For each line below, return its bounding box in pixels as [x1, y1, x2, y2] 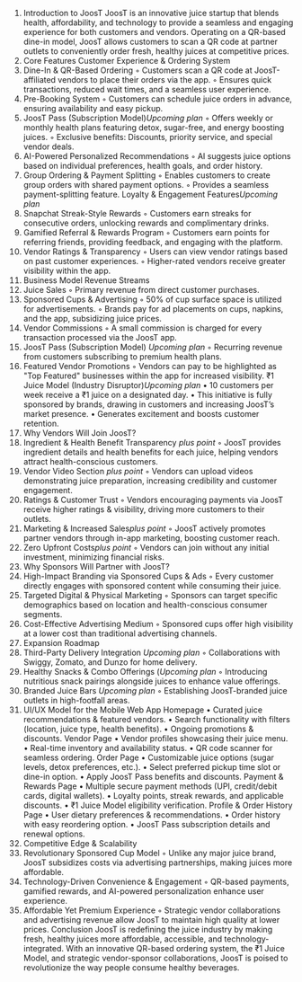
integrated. [22, 943, 64, 953]
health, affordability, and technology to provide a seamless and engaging [22, 17, 294, 28]
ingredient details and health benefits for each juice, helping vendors [22, 447, 279, 457]
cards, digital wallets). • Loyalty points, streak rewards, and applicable [22, 791, 284, 801]
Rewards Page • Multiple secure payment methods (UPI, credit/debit [22, 781, 278, 792]
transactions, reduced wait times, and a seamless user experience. [22, 84, 271, 94]
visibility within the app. [22, 265, 111, 276]
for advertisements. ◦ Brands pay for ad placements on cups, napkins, [22, 304, 284, 314]
